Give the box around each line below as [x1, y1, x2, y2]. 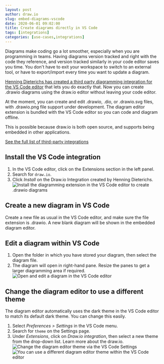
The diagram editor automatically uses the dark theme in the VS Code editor [5, 308, 159, 314]
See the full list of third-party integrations [5, 138, 89, 144]
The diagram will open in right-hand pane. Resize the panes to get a [12, 263, 150, 268]
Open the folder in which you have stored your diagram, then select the [12, 252, 157, 258]
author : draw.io [5, 12, 38, 17]
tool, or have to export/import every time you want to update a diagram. [5, 69, 150, 75]
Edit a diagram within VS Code [5, 239, 100, 247]
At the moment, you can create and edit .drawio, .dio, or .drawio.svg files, [5, 99, 154, 104]
